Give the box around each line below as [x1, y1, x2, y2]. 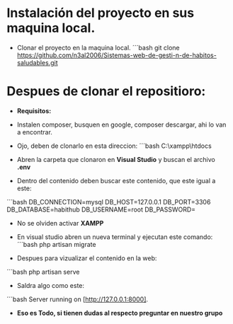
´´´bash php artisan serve [6, 267, 80, 276]
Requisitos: [16, 106, 52, 115]
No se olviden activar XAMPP [16, 219, 104, 227]
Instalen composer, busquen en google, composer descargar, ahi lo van [16, 120, 227, 129]
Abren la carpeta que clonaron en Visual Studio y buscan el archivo [16, 155, 215, 163]
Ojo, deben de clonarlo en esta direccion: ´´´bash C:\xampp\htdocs [16, 141, 212, 150]
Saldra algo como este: [16, 281, 85, 289]
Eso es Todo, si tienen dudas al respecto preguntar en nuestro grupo [16, 308, 223, 317]
